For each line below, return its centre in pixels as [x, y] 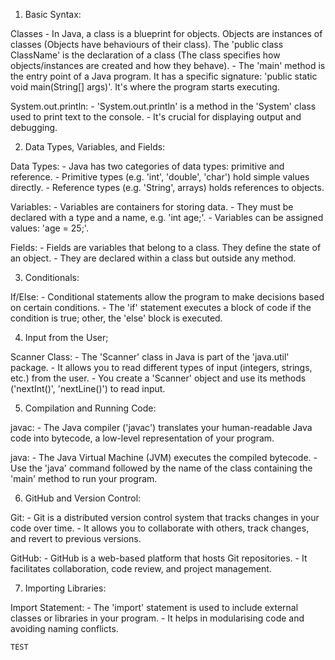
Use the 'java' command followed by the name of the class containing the [161, 468]
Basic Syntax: [53, 14]
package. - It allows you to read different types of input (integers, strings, [161, 367]
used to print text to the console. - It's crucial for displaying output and [156, 117]
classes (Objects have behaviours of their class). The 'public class [147, 44]
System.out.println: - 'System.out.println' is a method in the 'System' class [163, 106]
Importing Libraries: [65, 588]
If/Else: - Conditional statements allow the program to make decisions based [167, 297]
